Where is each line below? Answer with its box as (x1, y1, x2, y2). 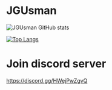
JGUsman (6, 4, 57, 18)
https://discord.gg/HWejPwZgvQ (6, 77, 88, 84)
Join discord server (6, 57, 107, 71)
